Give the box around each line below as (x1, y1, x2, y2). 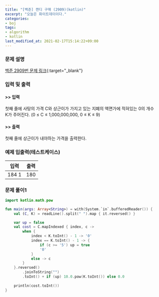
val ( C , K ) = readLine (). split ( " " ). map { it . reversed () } (14, 211, 136, 216)
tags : (5, 25, 16, 30)
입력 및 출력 (5, 81, 31, 87)
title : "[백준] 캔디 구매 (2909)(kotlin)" (5, 7, 86, 12)
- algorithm (5, 30, 29, 35)
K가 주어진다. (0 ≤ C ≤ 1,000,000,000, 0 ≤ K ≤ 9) (5, 112, 100, 118)
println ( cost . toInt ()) (14, 283, 60, 288)
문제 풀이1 (5, 187, 27, 193)
